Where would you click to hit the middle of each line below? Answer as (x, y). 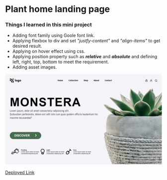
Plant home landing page (58, 9)
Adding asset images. (35, 67)
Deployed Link (20, 172)
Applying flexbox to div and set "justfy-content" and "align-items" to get (86, 41)
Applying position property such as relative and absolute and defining (85, 57)
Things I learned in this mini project (48, 25)
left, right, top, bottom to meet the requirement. (61, 62)
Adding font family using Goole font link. (53, 35)
